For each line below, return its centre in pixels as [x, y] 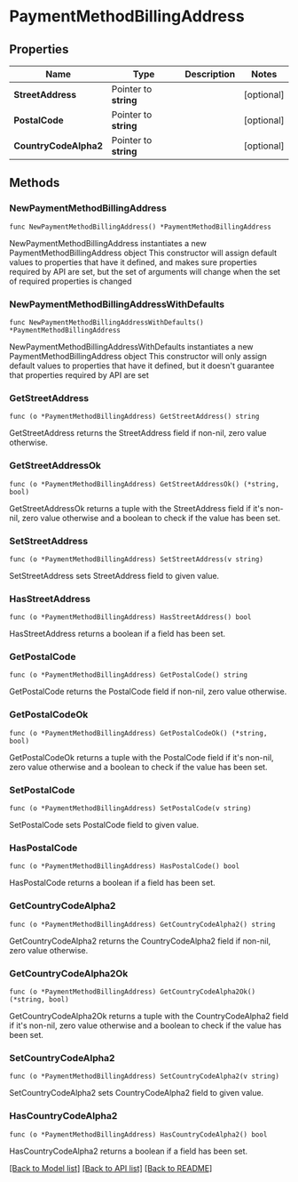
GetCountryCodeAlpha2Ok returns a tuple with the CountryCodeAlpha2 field [149, 1016]
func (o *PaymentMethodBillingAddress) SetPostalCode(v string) [130, 808]
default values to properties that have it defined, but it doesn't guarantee [142, 366]
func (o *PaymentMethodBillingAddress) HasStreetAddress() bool [130, 617]
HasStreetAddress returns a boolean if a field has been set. [118, 634]
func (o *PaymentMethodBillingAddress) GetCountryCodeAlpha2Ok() [132, 992]
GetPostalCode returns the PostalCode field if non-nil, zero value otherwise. [148, 692]
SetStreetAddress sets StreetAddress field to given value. [114, 575]
